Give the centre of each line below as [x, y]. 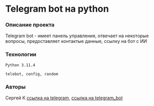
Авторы [16, 87]
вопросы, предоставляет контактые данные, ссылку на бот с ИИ [76, 41]
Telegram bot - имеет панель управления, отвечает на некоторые [77, 36]
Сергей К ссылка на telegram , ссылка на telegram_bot [64, 98]
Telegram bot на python [57, 9]
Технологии [21, 55]
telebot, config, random [32, 74]
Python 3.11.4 [20, 65]
